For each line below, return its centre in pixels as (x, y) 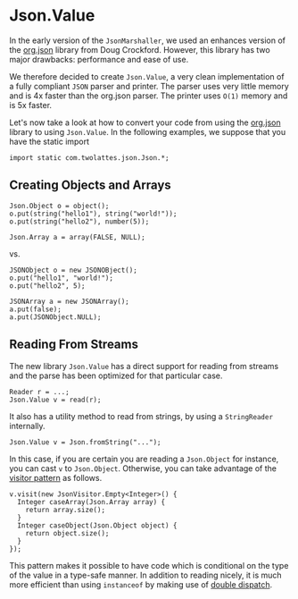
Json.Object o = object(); (59, 206)
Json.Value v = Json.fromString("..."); (86, 442)
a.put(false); (36, 309)
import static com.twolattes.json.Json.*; (89, 157)
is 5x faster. (30, 105)
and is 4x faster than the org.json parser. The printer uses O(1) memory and (149, 96)
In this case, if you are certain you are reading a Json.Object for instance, (144, 459)
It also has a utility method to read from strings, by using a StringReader (141, 416)
